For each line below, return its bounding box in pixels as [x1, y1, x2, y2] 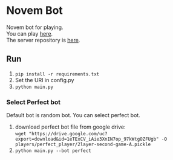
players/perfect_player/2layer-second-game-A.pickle [15, 141, 151, 148]
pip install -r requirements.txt [15, 71, 100, 77]
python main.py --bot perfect [15, 148, 92, 154]
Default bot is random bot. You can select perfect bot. [6, 112, 140, 119]
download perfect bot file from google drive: [15, 123, 126, 130]
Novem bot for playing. [6, 24, 64, 31]
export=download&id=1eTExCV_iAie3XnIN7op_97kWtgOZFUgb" [15, 136, 159, 142]
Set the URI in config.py [15, 76, 74, 83]
